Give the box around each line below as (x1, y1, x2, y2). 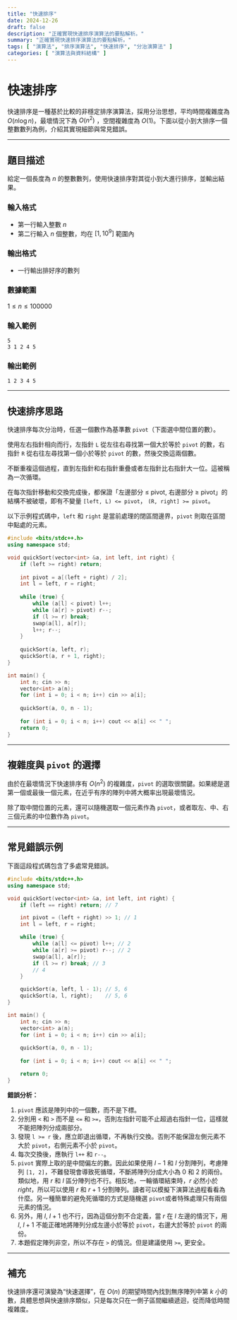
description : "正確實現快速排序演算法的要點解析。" (7, 30, 145, 37)
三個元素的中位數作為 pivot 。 (7, 812, 93, 820)
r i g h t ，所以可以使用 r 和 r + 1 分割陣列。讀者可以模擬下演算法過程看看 (17, 1185, 220, 1194)
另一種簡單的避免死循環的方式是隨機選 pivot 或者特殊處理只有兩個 (36, 1194, 227, 1202)
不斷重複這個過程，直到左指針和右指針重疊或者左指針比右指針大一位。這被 (7, 464, 224, 473)
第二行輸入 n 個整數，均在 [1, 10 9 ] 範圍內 (17, 228, 135, 237)
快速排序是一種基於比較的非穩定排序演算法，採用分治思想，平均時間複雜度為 (7, 107, 230, 115)
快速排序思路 (7, 405, 63, 417)
